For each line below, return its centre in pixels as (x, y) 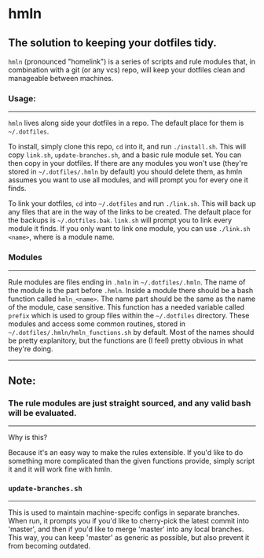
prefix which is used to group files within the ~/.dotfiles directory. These (129, 315)
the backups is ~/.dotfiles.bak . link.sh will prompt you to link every (120, 220)
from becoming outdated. (49, 545)
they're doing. (31, 349)
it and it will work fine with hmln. (60, 469)
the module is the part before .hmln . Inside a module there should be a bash (131, 290)
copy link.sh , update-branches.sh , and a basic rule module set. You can (125, 155)
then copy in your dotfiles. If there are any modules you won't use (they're (128, 163)
